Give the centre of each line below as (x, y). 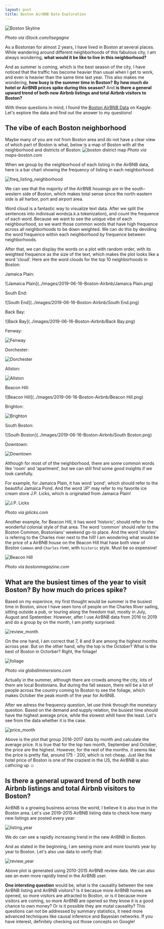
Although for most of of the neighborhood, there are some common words (80, 463)
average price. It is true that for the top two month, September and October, (81, 744)
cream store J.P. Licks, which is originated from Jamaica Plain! (68, 494)
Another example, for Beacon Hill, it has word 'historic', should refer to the (79, 522)
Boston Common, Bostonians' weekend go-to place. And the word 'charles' (81, 532)
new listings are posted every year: (40, 818)
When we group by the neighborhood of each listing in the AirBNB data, (77, 165)
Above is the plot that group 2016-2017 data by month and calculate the (77, 740)
